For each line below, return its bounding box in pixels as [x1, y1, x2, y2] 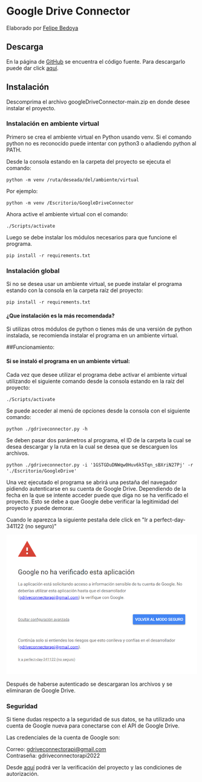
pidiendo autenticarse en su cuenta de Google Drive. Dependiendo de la [6, 485, 186, 492]
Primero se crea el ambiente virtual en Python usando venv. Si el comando [6, 133, 192, 141]
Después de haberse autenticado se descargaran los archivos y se [6, 680, 172, 688]
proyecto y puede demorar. [6, 504, 74, 511]
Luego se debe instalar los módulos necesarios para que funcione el [6, 233, 177, 240]
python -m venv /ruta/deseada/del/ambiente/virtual [6, 177, 139, 183]
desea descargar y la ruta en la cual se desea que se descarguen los [6, 443, 178, 450]
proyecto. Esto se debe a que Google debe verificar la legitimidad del [6, 498, 178, 505]
